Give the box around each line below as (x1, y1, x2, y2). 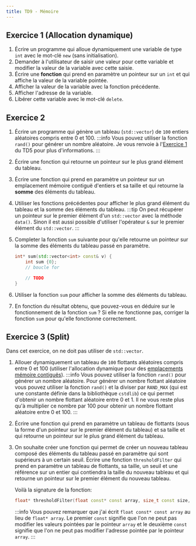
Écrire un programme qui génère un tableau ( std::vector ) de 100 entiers (14, 128, 189, 135)
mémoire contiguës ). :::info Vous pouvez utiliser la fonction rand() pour (14, 371, 187, 378)
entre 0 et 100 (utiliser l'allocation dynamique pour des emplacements (14, 365, 183, 372)
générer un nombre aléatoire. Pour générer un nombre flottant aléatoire (14, 378, 187, 385)
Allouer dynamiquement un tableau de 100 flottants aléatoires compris (14, 359, 183, 366)
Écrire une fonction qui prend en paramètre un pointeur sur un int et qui (14, 71, 190, 78)
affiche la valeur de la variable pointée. (14, 77, 108, 84)
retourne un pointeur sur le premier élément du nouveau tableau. (14, 475, 171, 482)
